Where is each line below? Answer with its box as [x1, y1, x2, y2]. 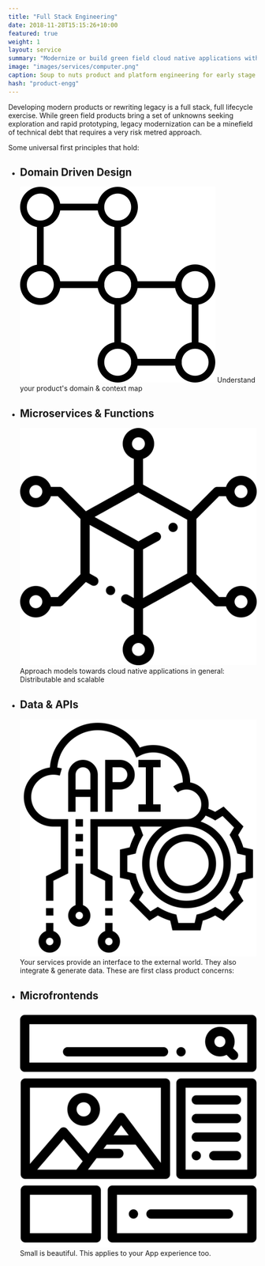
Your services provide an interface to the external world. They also [19, 958, 237, 967]
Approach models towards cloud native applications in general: [19, 667, 225, 676]
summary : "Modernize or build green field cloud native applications [8, 55, 242, 62]
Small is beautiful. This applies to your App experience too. [19, 1249, 211, 1258]
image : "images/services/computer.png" [8, 63, 140, 71]
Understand [216, 376, 256, 385]
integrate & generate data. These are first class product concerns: [19, 966, 235, 976]
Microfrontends [19, 988, 99, 1002]
